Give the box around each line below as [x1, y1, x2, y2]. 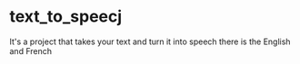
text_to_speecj [9, 6, 123, 27]
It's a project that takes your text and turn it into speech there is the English [9, 36, 291, 47]
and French [9, 45, 53, 56]
